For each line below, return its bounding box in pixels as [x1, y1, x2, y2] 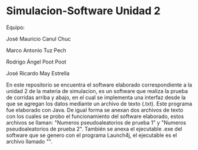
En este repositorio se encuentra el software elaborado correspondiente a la [6, 81, 193, 88]
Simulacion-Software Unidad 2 [6, 4, 161, 18]
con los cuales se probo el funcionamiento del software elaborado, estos [6, 113, 184, 120]
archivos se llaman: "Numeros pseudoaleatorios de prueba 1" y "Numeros [6, 119, 187, 126]
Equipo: [6, 24, 25, 31]
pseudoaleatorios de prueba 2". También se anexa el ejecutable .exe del [6, 125, 183, 132]
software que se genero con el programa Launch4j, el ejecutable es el [6, 132, 177, 139]
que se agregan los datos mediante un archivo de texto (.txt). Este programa [6, 100, 193, 107]
